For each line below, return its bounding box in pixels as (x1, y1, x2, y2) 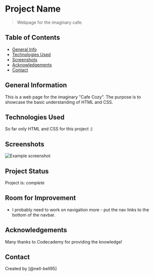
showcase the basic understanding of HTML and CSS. (5, 99, 113, 105)
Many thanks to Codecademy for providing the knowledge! (5, 239, 123, 244)
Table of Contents (5, 33, 61, 42)
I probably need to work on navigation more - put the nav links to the (12, 207, 149, 212)
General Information (5, 81, 67, 89)
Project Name (5, 3, 61, 15)
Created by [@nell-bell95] (5, 266, 57, 272)
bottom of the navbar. (12, 212, 56, 218)
